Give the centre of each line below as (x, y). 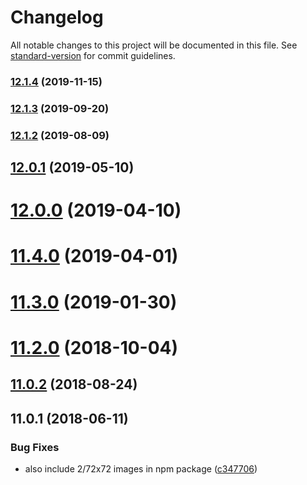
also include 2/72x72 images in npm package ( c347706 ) (141, 468)
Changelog (57, 17)
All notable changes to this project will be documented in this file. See (154, 45)
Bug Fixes (35, 447)
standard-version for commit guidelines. (93, 55)
